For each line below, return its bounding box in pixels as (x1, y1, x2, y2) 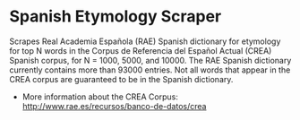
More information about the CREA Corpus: (21, 91, 179, 102)
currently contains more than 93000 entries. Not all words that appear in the (9, 64, 291, 75)
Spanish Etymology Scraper (9, 6, 222, 27)
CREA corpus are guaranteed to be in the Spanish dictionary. (9, 73, 234, 84)
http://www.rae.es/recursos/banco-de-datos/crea (21, 100, 207, 111)
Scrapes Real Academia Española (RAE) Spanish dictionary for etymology (9, 36, 281, 47)
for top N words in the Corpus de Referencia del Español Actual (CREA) (9, 45, 272, 56)
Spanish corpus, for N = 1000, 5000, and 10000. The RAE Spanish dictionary (9, 55, 292, 65)
